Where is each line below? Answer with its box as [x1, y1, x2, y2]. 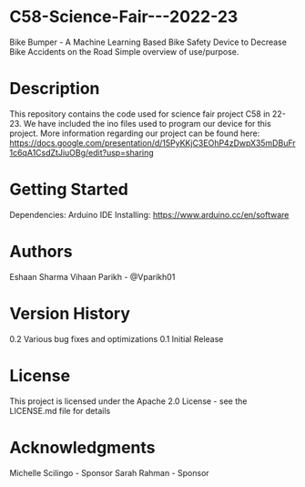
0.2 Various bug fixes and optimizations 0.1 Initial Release [9, 333, 224, 344]
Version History [9, 303, 130, 324]
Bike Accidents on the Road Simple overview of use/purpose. [9, 46, 239, 57]
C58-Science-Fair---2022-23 [9, 6, 239, 27]
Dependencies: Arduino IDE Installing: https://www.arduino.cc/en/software [9, 209, 290, 220]
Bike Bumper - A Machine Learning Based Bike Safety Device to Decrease [9, 36, 287, 47]
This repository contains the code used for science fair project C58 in [9, 108, 270, 119]
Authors [9, 242, 73, 262]
